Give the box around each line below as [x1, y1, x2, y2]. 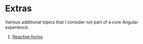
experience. [5, 24, 29, 30]
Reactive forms [12, 34, 43, 40]
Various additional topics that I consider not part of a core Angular [5, 19, 139, 25]
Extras [5, 3, 32, 14]
